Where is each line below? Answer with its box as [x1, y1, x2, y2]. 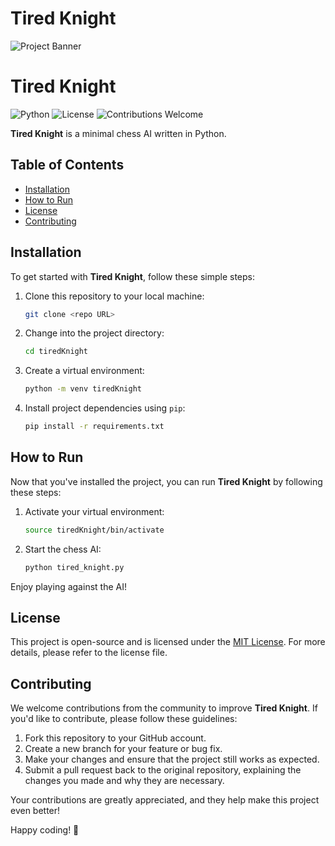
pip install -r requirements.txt [24, 422, 165, 432]
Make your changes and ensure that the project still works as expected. [24, 753, 320, 766]
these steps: [10, 486, 62, 498]
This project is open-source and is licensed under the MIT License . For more [10, 636, 326, 648]
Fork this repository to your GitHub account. [24, 732, 207, 744]
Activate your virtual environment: [24, 505, 165, 517]
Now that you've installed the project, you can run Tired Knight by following [10, 475, 323, 487]
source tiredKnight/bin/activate [24, 525, 165, 535]
